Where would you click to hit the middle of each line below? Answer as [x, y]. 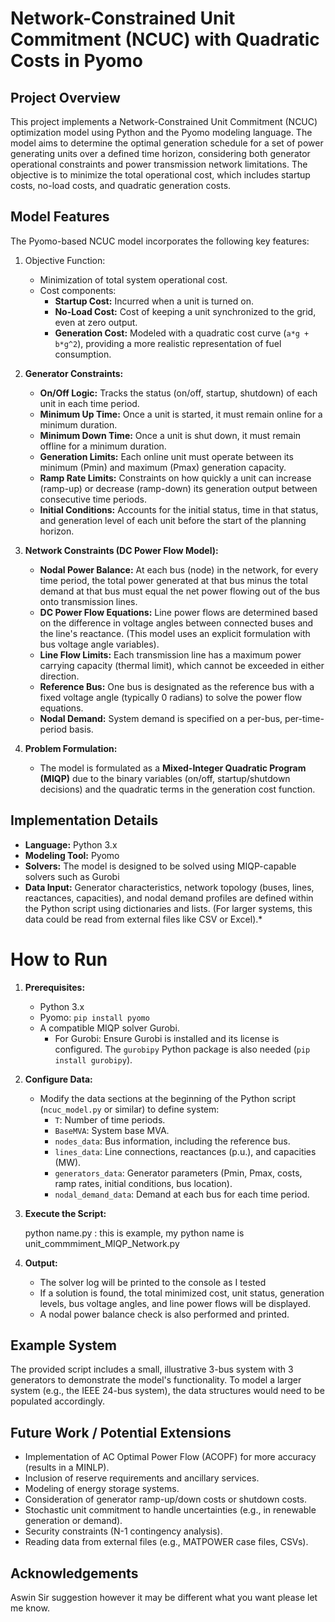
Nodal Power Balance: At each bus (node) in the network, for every [179, 569]
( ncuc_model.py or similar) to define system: [129, 1109]
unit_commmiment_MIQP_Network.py [102, 1243]
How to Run [59, 959]
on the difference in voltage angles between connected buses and [176, 623]
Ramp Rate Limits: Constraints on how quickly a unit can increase [175, 478]
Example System [63, 1345]
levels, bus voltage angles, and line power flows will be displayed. [175, 1303]
